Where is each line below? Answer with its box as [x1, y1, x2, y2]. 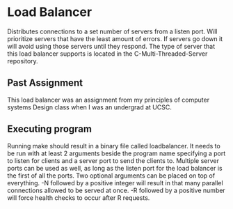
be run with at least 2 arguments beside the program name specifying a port [7, 149, 226, 157]
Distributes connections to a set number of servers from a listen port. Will [7, 27, 218, 36]
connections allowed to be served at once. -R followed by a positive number [7, 186, 226, 194]
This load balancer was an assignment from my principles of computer [7, 95, 210, 104]
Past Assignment [7, 77, 83, 89]
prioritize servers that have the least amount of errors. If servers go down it [7, 34, 223, 42]
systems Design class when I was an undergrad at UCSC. [7, 102, 172, 111]
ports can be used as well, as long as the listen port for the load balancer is [7, 164, 223, 172]
